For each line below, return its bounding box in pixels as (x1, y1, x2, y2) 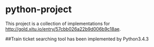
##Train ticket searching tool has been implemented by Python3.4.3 (5, 36, 149, 42)
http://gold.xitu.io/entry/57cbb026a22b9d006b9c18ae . (5, 26, 121, 32)
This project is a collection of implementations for (5, 20, 110, 27)
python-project (5, 4, 72, 15)
